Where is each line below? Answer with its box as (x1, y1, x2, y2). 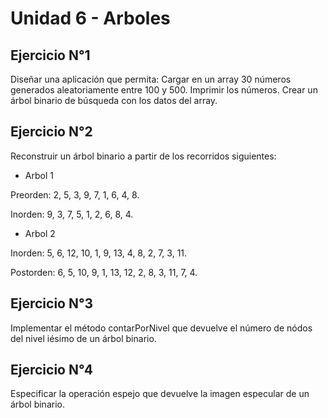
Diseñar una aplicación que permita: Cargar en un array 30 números (10, 73, 292, 85)
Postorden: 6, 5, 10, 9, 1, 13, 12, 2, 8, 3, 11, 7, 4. (10, 266, 198, 278)
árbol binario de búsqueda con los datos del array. (10, 95, 218, 106)
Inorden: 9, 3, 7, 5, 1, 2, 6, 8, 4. (10, 208, 134, 220)
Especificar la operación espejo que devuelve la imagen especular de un (10, 388, 310, 400)
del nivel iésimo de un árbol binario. (10, 332, 157, 344)
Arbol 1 (24, 169, 54, 181)
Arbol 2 (24, 227, 56, 239)
